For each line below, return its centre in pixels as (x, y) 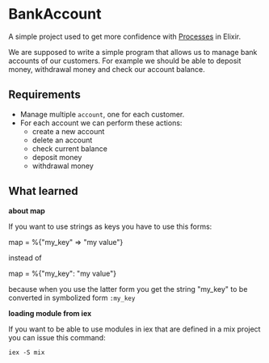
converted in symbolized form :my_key (72, 298)
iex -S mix (27, 352)
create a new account (68, 131)
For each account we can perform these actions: (101, 123)
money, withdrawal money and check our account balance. (107, 69)
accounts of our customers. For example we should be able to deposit (125, 61)
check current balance (69, 148)
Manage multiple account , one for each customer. (102, 114)
